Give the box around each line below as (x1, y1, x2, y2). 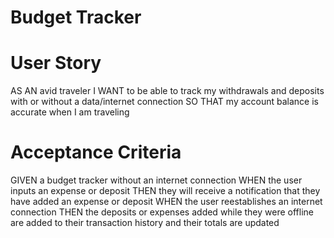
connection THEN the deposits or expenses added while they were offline (10, 206, 314, 218)
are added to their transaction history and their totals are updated (10, 217, 280, 229)
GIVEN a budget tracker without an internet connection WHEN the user (10, 174, 303, 186)
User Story (10, 52, 102, 75)
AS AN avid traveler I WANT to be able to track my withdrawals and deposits (10, 85, 325, 97)
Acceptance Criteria (10, 141, 182, 164)
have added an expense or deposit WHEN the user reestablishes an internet (10, 196, 323, 208)
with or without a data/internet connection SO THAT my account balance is (10, 96, 319, 108)
